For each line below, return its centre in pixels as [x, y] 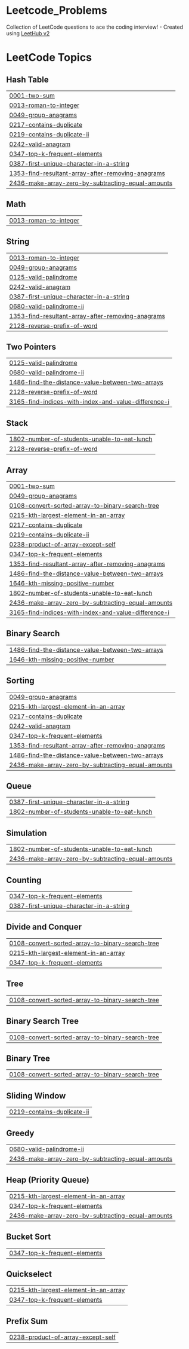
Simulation [27, 833]
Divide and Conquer [44, 927]
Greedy [20, 1133]
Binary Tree [28, 1058]
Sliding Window [36, 1096]
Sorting [20, 681]
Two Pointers [31, 347]
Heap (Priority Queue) [48, 1180]
